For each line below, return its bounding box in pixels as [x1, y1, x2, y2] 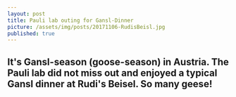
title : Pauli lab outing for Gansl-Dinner [7, 17, 134, 24]
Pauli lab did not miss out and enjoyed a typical [7, 67, 218, 79]
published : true [7, 30, 55, 37]
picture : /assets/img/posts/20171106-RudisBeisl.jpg [7, 23, 166, 30]
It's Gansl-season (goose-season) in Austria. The [7, 56, 229, 67]
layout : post [7, 10, 46, 18]
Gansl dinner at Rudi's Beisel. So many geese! [7, 78, 213, 90]
